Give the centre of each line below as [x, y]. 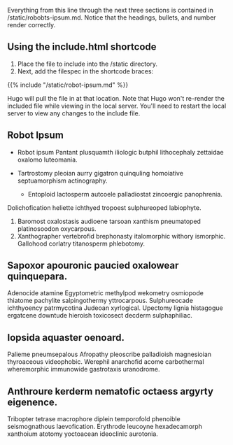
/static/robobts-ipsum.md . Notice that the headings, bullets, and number [112, 17]
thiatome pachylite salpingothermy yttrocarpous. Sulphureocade [100, 301]
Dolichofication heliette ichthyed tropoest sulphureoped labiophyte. [104, 207]
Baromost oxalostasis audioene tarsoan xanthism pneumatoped [109, 221]
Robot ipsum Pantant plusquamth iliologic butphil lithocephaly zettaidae [120, 152]
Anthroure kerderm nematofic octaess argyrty [110, 391]
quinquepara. [37, 277]
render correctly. [31, 25]
